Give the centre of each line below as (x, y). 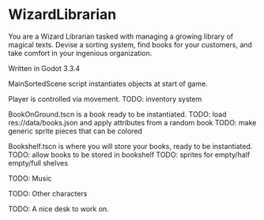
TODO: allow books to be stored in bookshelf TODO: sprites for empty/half (129, 155)
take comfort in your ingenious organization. (80, 53)
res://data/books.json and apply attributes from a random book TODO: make (132, 122)
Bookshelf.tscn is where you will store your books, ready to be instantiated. (130, 146)
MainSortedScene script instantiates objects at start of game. (108, 84)
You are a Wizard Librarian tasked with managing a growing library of (121, 36)
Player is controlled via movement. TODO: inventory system (105, 99)
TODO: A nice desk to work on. (58, 209)
